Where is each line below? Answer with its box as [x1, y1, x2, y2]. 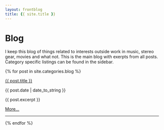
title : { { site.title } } [5, 12, 56, 17]
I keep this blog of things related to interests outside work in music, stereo [5, 49, 154, 55]
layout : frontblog [5, 7, 42, 12]
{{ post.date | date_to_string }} [5, 87, 66, 93]
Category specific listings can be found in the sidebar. [5, 59, 114, 65]
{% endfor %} [5, 120, 33, 126]
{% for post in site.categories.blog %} [5, 69, 82, 74]
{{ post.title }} [5, 78, 33, 84]
